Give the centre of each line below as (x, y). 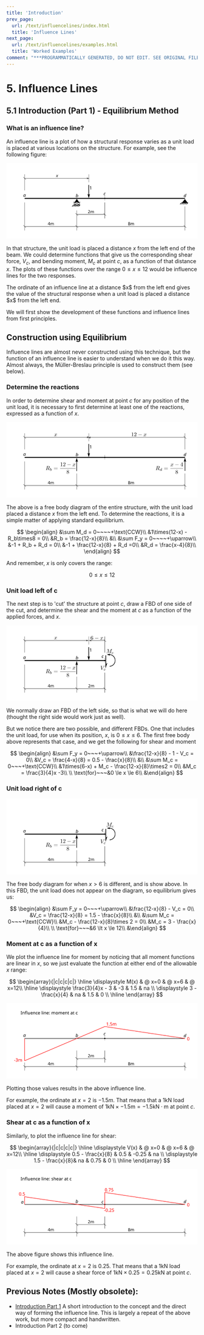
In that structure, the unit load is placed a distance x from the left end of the (101, 248)
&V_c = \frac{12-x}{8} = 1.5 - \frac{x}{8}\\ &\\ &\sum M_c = (102, 915)
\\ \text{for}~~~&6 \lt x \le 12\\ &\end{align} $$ (108, 928)
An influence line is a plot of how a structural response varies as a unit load (100, 141)
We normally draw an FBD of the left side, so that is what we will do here (97, 710)
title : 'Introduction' (35, 13)
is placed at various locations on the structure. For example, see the (91, 148)
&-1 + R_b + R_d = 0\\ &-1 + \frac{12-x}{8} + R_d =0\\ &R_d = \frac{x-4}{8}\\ (102, 544)
